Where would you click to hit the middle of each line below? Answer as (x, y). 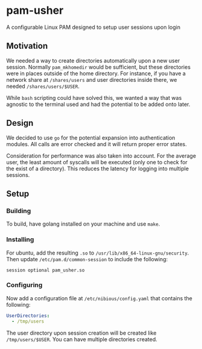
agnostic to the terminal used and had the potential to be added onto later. (98, 104)
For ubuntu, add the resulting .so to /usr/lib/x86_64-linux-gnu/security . (98, 253)
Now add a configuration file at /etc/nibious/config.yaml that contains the (99, 298)
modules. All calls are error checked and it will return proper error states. (96, 144)
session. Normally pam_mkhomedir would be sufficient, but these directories (99, 67)
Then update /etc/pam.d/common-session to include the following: (87, 259)
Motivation (27, 46)
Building (19, 211)
